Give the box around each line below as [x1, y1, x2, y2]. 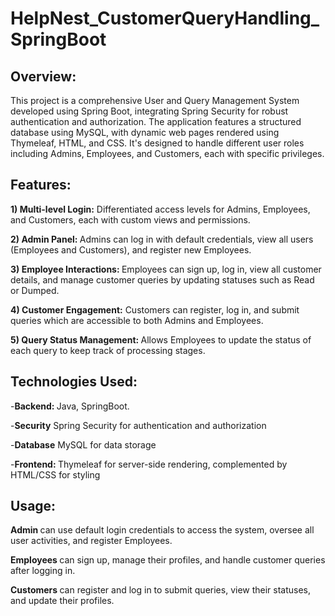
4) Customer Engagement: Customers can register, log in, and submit [10, 303, 300, 316]
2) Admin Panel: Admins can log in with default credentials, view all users [10, 233, 314, 245]
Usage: [10, 498, 57, 515]
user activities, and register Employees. [10, 535, 173, 547]
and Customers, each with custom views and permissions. [10, 213, 251, 226]
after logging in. [10, 565, 76, 577]
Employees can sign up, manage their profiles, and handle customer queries [10, 554, 326, 566]
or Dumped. [10, 284, 60, 296]
